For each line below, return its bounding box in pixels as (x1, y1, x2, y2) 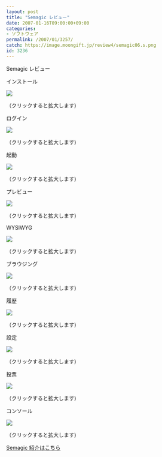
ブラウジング (6, 260, 38, 267)
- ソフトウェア (6, 31, 39, 37)
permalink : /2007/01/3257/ (6, 37, 74, 43)
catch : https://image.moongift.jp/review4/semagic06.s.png (6, 43, 157, 49)
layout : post (6, 8, 39, 15)
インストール (6, 77, 38, 85)
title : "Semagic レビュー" (6, 14, 70, 20)
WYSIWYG (6, 224, 33, 231)
